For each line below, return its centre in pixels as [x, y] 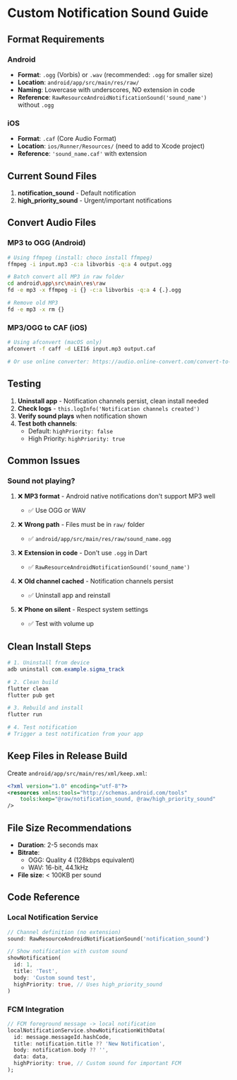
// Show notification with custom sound [68, 951]
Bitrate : [29, 853]
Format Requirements [56, 39]
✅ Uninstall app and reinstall [69, 596]
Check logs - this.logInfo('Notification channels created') [109, 408]
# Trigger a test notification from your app [75, 734]
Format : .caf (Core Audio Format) [67, 139]
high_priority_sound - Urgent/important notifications [95, 200]
